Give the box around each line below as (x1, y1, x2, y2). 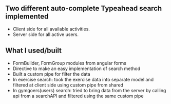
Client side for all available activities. (12, 26, 90, 32)
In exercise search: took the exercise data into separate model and (12, 76, 154, 82)
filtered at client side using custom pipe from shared (12, 82, 124, 88)
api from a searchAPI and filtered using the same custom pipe (12, 93, 144, 99)
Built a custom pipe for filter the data (12, 71, 91, 77)
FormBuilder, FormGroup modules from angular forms (12, 60, 127, 66)
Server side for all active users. (12, 31, 79, 38)
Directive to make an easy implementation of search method (12, 65, 141, 72)
